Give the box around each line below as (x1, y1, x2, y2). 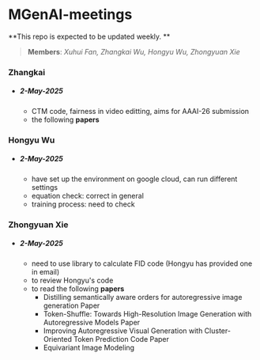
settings (31, 182, 58, 191)
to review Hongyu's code (31, 275, 114, 285)
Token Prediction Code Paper (73, 334, 170, 343)
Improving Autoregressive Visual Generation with (43, 326, 203, 335)
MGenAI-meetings (8, 6, 133, 24)
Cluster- (204, 326, 232, 335)
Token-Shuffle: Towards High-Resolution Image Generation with (43, 309, 252, 318)
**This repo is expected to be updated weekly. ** (8, 32, 171, 41)
